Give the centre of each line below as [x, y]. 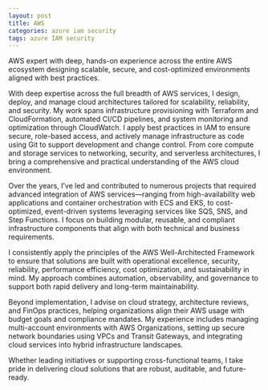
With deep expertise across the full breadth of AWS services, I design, [124, 94]
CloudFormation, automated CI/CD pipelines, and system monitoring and [128, 119]
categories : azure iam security [62, 30]
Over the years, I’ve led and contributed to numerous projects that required [132, 186]
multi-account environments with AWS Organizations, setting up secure [126, 328]
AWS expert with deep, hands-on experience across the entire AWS [120, 61]
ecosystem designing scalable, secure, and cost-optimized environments [129, 70]
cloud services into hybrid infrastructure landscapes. [95, 345]
